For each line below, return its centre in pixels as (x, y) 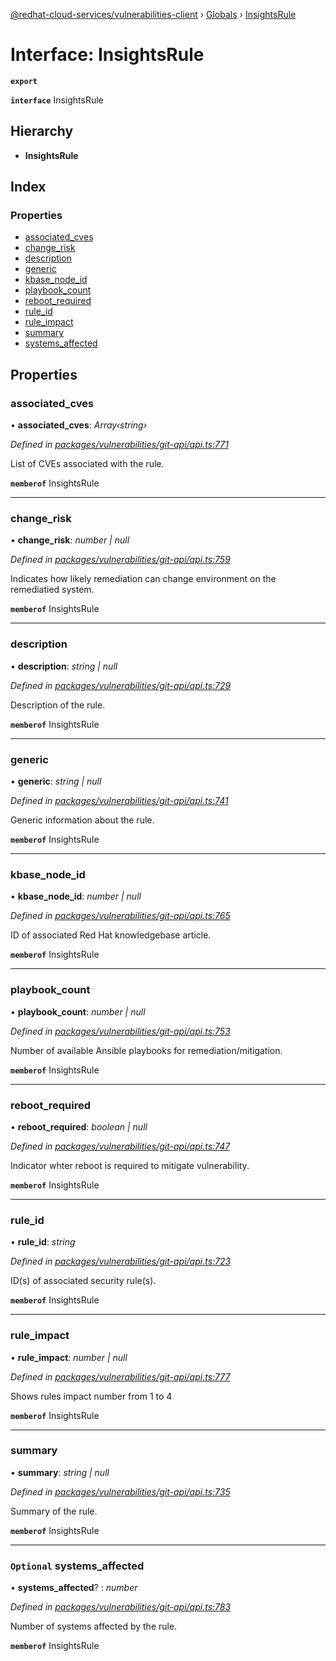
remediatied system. (52, 590)
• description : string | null (64, 666)
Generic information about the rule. (82, 820)
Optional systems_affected (77, 1566)
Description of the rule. (58, 705)
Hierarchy (42, 131)
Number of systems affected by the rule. (94, 1626)
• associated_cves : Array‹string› (79, 425)
